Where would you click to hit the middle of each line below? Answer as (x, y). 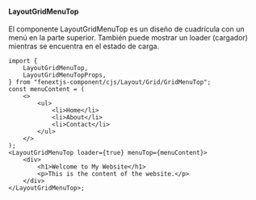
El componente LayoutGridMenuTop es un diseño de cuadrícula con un (126, 29)
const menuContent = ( (46, 90)
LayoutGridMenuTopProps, (65, 75)
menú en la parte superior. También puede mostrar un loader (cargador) (128, 38)
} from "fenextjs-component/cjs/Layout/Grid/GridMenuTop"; (110, 82)
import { (23, 61)
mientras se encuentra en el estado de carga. (84, 46)
